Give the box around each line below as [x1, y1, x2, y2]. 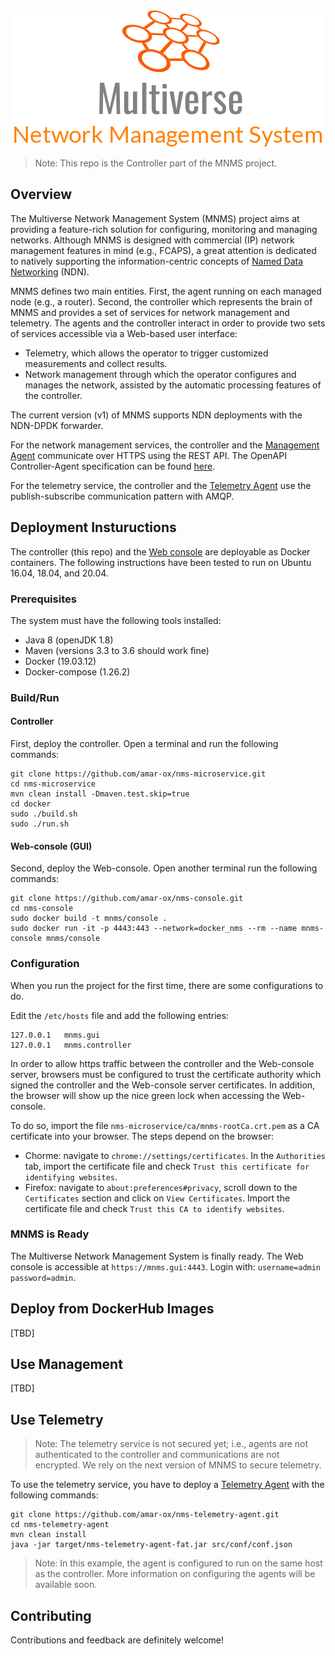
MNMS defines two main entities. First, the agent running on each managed [10, 285, 322, 297]
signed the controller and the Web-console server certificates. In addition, [10, 1079, 316, 1091]
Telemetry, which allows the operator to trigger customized [24, 347, 269, 359]
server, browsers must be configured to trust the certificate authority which [10, 1068, 322, 1080]
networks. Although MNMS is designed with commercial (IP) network [10, 234, 295, 246]
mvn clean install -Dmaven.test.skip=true [10, 789, 190, 799]
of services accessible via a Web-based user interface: [10, 327, 238, 339]
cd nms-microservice [10, 779, 97, 789]
